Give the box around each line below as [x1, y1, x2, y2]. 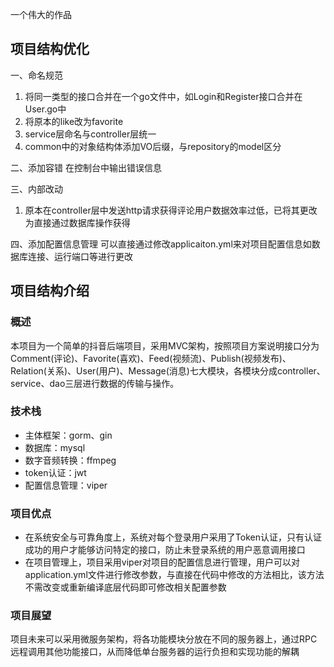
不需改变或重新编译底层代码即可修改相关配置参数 [24, 581, 227, 593]
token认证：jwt [24, 466, 87, 478]
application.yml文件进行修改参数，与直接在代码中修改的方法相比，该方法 [24, 569, 325, 581]
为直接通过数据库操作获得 [24, 216, 131, 228]
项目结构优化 [10, 41, 90, 58]
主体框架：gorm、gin [24, 429, 113, 441]
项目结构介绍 [10, 283, 90, 300]
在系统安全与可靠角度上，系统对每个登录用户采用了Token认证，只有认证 [24, 531, 322, 543]
